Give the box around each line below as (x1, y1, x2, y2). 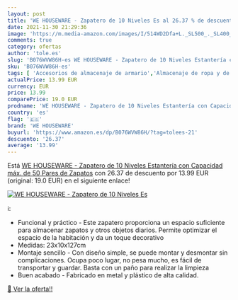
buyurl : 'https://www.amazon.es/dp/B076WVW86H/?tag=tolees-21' (7, 129, 198, 136)
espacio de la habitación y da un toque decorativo (17, 233, 164, 242)
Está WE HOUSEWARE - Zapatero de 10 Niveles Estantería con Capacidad (7, 161, 223, 170)
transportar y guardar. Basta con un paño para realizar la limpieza (17, 263, 210, 272)
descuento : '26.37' (7, 135, 65, 142)
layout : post (7, 10, 46, 18)
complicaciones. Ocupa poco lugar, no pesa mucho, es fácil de (17, 256, 202, 265)
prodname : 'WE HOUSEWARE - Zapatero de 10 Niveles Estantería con (7, 103, 208, 110)
